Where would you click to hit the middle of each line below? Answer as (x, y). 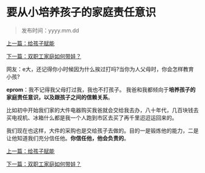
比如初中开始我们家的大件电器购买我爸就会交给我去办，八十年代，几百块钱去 (103, 110)
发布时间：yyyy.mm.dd (50, 30)
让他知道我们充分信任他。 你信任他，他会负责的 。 (68, 138)
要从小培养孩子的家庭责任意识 (81, 12)
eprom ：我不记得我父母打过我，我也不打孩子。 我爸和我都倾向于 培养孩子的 (101, 89)
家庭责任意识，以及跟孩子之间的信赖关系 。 (60, 97)
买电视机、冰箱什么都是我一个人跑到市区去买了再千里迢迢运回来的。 (92, 117)
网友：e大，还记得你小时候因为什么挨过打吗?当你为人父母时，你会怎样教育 (100, 69)
